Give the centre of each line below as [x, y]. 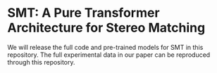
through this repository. [41, 62]
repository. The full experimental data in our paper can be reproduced [109, 55]
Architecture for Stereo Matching [106, 28]
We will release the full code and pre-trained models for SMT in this [105, 47]
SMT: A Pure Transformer [83, 13]
